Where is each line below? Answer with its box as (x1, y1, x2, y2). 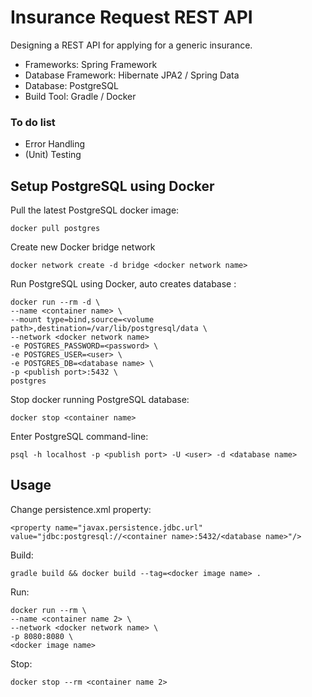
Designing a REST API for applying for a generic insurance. (10, 39, 253, 51)
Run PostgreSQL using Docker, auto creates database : (10, 278, 237, 290)
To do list (10, 115, 56, 129)
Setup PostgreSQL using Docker (10, 177, 215, 195)
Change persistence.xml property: (10, 503, 152, 515)
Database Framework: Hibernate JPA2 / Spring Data (24, 69, 240, 81)
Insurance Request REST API (10, 6, 253, 29)
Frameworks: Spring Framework (24, 58, 158, 70)
